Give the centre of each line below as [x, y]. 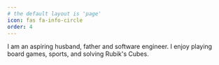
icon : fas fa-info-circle [45, 20]
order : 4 [20, 27]
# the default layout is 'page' [54, 14]
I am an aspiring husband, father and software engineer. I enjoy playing [109, 47]
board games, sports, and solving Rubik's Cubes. [78, 54]
